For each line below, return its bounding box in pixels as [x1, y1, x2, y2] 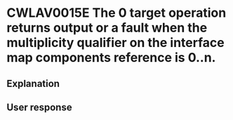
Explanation [6, 77, 60, 89]
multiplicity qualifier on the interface [6, 35, 225, 51]
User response [6, 101, 72, 113]
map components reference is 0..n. [6, 50, 216, 66]
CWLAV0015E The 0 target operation [6, 5, 227, 21]
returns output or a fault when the [6, 20, 208, 36]
